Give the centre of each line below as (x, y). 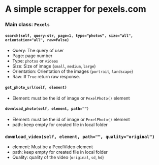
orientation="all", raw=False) (37, 40)
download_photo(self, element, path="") (47, 109)
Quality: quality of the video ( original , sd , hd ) (58, 157)
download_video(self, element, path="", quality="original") (80, 137)
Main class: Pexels (28, 25)
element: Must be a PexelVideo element (52, 147)
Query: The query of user (38, 51)
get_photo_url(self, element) (36, 87)
